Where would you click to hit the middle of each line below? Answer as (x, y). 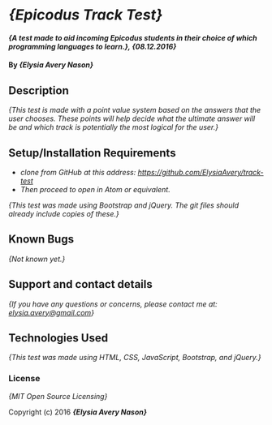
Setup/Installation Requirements (92, 153)
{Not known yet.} (37, 259)
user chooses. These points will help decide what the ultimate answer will (132, 118)
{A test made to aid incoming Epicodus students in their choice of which (133, 37)
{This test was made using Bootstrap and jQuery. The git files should (124, 205)
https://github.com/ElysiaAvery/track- (201, 172)
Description (39, 90)
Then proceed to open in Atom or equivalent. (95, 189)
